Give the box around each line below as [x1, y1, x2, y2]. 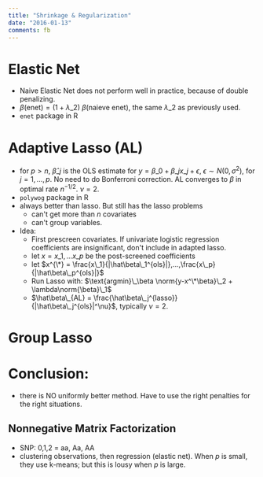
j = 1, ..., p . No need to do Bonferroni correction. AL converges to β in [19, 174, 242, 183]
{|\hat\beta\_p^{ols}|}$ [31, 268, 104, 277]
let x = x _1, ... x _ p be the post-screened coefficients [31, 251, 196, 261]
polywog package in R [19, 192, 89, 202]
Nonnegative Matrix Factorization [8, 422, 177, 435]
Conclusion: [8, 364, 89, 383]
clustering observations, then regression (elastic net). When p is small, [19, 451, 248, 460]
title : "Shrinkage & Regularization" [8, 11, 132, 20]
